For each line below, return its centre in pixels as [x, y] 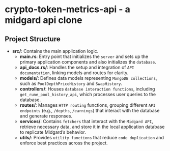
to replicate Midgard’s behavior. [53, 132]
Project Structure [33, 39]
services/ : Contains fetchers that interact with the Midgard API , [86, 121]
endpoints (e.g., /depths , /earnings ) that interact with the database [90, 111]
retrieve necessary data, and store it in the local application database [92, 127]
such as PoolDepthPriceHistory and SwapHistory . [71, 83]
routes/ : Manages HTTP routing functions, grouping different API [88, 105]
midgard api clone [44, 20]
